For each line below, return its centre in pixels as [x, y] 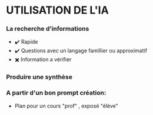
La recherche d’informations [48, 29]
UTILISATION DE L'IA [57, 10]
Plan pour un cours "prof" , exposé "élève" [66, 106]
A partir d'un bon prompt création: [56, 93]
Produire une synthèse [39, 77]
